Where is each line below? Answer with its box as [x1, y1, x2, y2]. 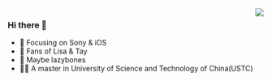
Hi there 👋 [7, 19, 48, 31]
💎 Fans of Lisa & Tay [19, 46, 88, 56]
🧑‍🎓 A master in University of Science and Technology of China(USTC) [19, 64, 253, 74]
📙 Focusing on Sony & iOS [19, 38, 107, 48]
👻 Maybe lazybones [19, 55, 86, 65]
